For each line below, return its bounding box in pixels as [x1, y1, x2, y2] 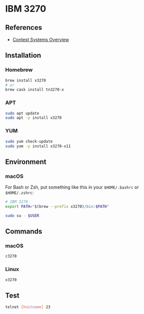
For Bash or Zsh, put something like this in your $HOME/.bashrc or [5, 184, 139, 190]
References [5, 23, 42, 32]
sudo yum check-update [5, 139, 53, 144]
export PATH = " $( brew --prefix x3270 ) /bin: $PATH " [5, 204, 109, 209]
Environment [5, 157, 47, 166]
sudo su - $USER [5, 213, 39, 218]
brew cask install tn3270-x [5, 87, 64, 93]
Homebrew [5, 66, 33, 73]
